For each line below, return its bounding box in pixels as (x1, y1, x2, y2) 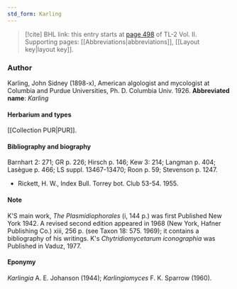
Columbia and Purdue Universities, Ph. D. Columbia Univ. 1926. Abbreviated (7, 86, 230, 94)
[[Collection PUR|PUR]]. (7, 126, 77, 135)
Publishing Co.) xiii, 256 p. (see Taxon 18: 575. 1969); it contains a (7, 227, 199, 235)
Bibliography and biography (7, 142, 91, 151)
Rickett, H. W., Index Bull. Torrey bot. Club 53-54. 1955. (17, 179, 179, 188)
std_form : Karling (7, 10, 62, 18)
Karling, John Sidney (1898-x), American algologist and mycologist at (7, 79, 210, 87)
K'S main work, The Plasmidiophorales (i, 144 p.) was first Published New (7, 211, 222, 220)
